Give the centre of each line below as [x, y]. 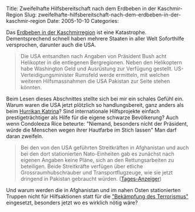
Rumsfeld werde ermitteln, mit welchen [122, 75]
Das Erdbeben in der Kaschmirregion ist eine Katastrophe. [76, 32]
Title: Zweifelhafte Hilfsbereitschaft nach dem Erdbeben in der [81, 9]
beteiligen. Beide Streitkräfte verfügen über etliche [82, 166]
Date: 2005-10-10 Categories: [83, 21]
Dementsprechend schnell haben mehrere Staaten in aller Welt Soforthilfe [95, 38]
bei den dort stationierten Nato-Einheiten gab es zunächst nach [97, 154]
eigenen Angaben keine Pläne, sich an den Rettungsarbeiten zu [97, 160]
